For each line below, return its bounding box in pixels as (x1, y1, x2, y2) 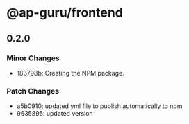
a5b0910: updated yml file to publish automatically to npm (16, 102, 183, 110)
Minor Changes (6, 53, 60, 63)
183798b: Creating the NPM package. (16, 69, 124, 77)
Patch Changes (6, 86, 60, 96)
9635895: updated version (16, 109, 93, 118)
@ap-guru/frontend (6, 5, 123, 21)
